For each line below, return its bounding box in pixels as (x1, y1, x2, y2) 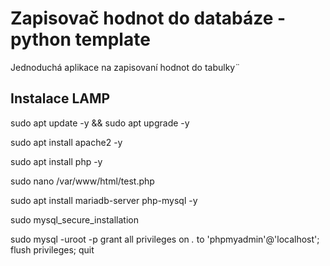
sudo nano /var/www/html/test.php (10, 175, 155, 187)
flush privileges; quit (10, 243, 95, 256)
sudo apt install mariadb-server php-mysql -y (10, 194, 198, 206)
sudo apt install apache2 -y (10, 136, 123, 148)
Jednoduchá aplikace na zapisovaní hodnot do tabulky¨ (10, 61, 241, 73)
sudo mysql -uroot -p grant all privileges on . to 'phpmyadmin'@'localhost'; (10, 233, 320, 245)
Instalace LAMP (10, 90, 111, 107)
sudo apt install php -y (10, 155, 103, 167)
